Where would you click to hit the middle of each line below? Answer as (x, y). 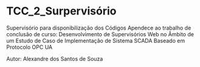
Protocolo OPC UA (29, 47)
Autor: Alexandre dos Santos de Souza (55, 59)
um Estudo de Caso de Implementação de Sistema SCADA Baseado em (96, 40)
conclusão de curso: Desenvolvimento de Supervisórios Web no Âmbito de (100, 34)
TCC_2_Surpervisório (61, 11)
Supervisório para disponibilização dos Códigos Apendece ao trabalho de (99, 28)
